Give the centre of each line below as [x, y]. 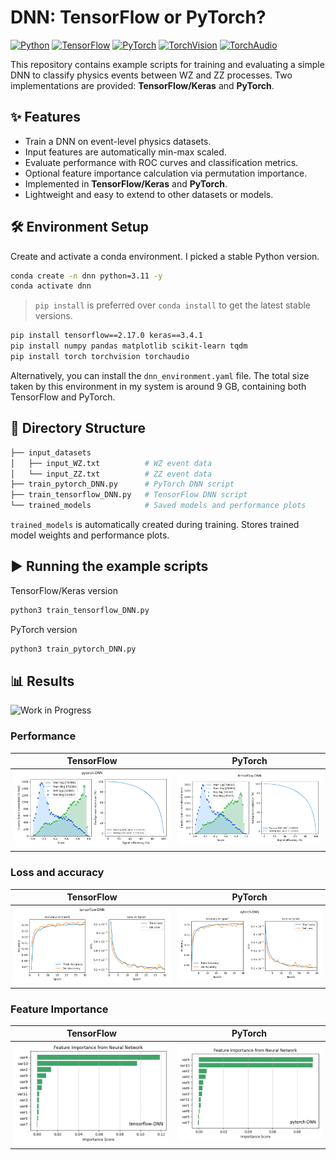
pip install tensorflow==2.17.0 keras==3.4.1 [106, 336]
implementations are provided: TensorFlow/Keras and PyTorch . [142, 85]
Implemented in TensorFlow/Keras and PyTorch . [126, 183]
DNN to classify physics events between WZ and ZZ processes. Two [151, 75]
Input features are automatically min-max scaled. [125, 152]
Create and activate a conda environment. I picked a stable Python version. [165, 256]
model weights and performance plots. [90, 535]
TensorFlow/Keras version [64, 590]
